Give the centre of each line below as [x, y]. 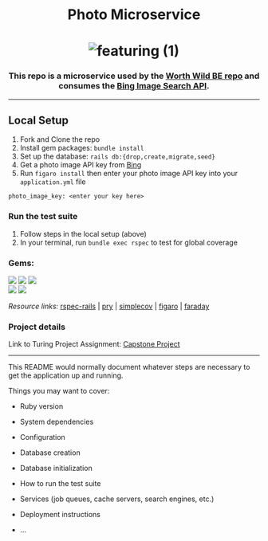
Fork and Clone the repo [60, 139]
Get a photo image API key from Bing [81, 165]
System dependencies [57, 422]
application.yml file [53, 182]
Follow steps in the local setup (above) [83, 233]
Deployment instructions [60, 515]
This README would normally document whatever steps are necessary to [129, 367]
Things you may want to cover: [59, 391]
